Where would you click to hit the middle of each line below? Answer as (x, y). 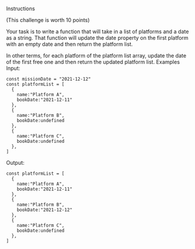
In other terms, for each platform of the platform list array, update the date (96, 55)
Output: (15, 163)
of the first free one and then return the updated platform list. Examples (93, 62)
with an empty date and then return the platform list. (69, 44)
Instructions (21, 9)
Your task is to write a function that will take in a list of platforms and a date (97, 31)
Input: (13, 68)
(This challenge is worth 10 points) (48, 20)
